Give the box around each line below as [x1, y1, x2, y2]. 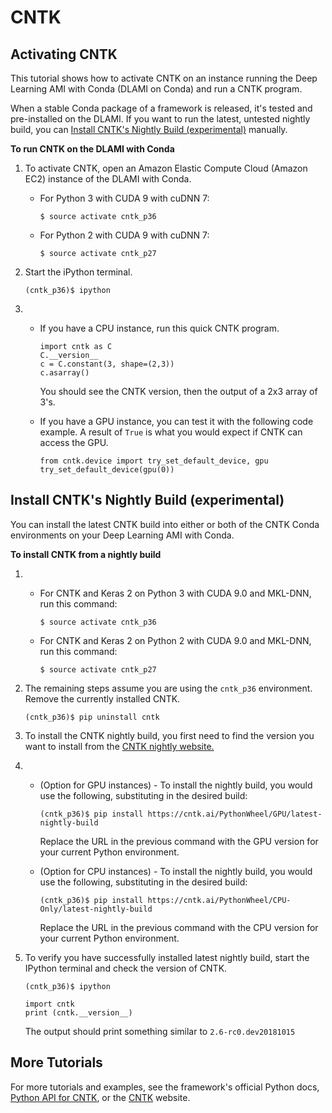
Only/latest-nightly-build [39, 904, 153, 914]
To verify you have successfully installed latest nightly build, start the [24, 951, 310, 963]
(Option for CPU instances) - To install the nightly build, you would [39, 865, 313, 877]
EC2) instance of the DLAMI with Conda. [24, 173, 192, 185]
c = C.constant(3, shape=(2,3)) [39, 359, 175, 369]
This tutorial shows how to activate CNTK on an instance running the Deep [10, 72, 318, 84]
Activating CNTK [10, 46, 118, 63]
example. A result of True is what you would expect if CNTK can [39, 426, 303, 438]
